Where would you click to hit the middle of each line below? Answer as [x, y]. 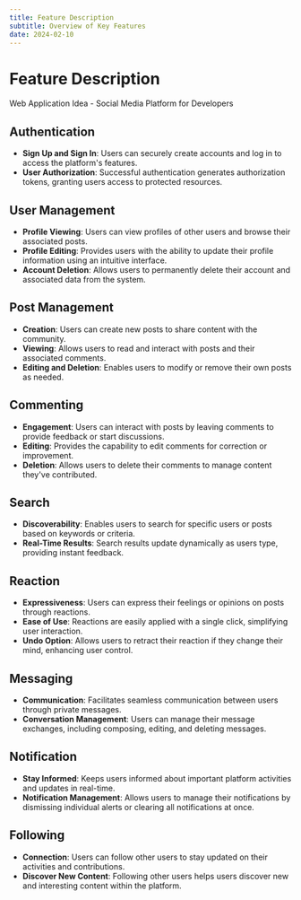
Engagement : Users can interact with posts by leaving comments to [148, 426]
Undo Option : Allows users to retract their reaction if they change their [153, 641]
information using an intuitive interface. [95, 260]
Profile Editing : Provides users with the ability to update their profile [148, 250]
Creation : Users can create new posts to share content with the [140, 329]
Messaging [41, 678]
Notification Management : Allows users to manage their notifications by [156, 797]
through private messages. [72, 709]
